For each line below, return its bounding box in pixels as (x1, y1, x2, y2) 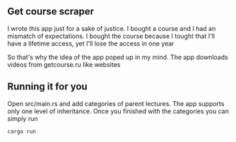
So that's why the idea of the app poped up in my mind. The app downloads (7, 53, 228, 61)
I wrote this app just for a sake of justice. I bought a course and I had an (7, 24, 216, 32)
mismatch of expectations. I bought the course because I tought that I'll (7, 32, 216, 40)
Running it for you (7, 81, 88, 93)
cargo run (7, 128, 37, 135)
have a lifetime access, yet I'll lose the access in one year (7, 39, 175, 48)
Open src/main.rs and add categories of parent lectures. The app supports (7, 99, 225, 108)
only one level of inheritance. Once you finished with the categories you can (7, 107, 230, 115)
